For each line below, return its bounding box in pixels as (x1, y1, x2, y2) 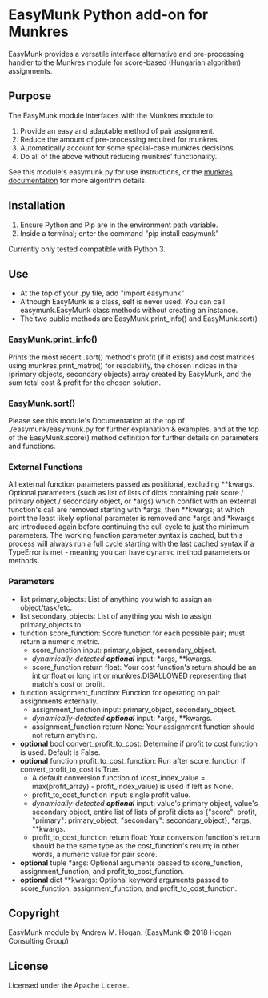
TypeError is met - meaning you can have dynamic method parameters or (8, 547, 250, 557)
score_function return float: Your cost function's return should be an (31, 662, 257, 671)
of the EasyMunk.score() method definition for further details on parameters (8, 432, 259, 442)
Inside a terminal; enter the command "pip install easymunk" (19, 228, 219, 238)
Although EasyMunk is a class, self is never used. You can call (19, 297, 226, 307)
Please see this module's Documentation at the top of (8, 415, 186, 425)
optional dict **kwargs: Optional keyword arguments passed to (19, 875, 230, 884)
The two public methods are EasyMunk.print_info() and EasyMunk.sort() (19, 314, 258, 323)
